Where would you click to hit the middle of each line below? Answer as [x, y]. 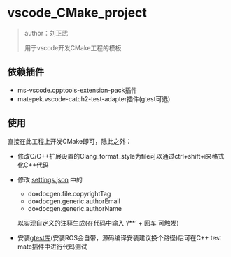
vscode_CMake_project [77, 13]
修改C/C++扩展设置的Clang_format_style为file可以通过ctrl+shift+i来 [114, 156]
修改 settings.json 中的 [50, 179]
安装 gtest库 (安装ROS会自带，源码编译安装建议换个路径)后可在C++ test [119, 237]
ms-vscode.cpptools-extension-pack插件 [77, 90]
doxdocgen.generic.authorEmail [74, 201]
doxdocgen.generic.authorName [75, 208]
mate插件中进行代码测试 [52, 247]
